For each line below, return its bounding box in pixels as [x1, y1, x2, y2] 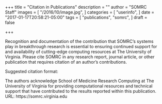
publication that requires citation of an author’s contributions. [5, 59, 127, 65]
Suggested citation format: [5, 69, 58, 74]
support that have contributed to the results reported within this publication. [5, 88, 157, 94]
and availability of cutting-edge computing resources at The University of [5, 49, 152, 54]
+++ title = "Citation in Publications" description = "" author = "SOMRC [5, 4, 147, 10]
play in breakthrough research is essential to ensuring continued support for [5, 44, 158, 49]
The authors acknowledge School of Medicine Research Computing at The [5, 78, 154, 84]
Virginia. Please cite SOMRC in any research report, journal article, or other [5, 54, 155, 60]
